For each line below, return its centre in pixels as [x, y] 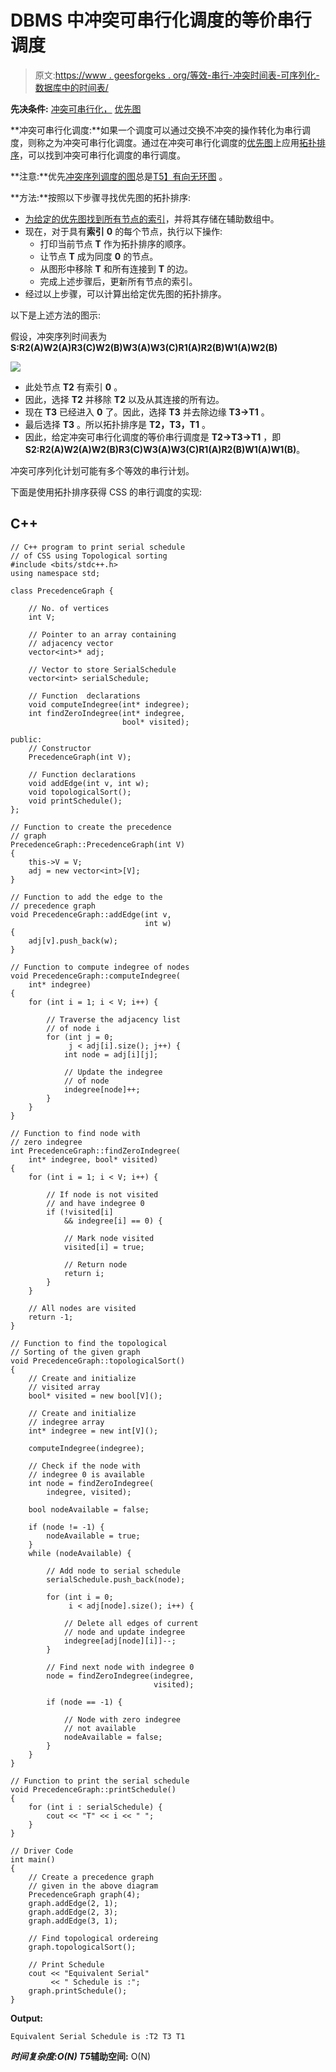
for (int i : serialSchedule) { [95, 1807]
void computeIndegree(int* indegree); [109, 704]
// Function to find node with [75, 1133]
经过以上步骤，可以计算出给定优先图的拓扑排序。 [125, 293]
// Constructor [60, 748]
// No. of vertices [69, 608]
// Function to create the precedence [91, 827]
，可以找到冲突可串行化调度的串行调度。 [102, 155]
